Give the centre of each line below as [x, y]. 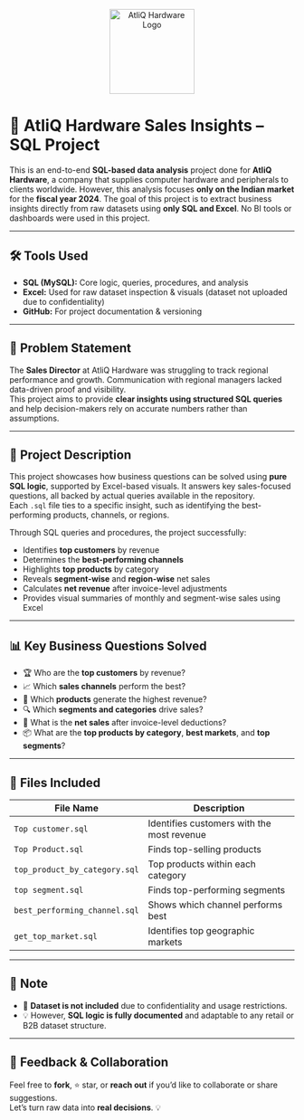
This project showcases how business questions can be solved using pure [148, 477]
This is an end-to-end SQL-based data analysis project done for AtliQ [141, 170]
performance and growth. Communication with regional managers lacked [146, 379]
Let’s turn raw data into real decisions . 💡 [85, 1107]
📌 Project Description [71, 455]
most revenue [177, 835]
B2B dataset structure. [64, 1025]
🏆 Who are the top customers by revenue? [104, 673]
